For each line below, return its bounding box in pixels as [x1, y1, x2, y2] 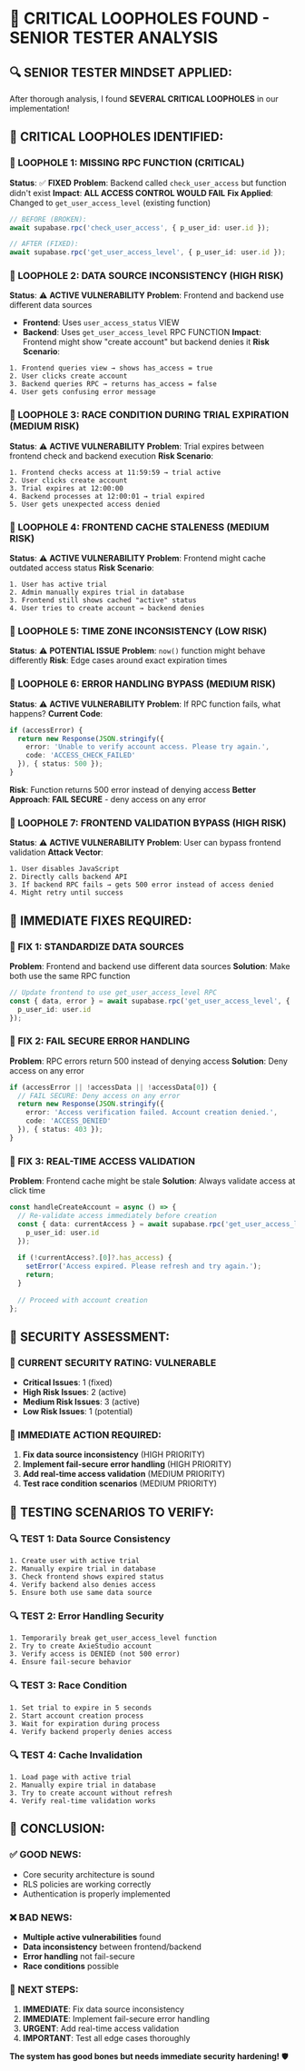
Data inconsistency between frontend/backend [22, 1941, 202, 1952]
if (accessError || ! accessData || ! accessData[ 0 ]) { [9, 1083, 218, 1092]
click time [9, 1185, 45, 1196]
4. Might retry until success [9, 888, 124, 897]
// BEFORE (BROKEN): [9, 214, 88, 223]
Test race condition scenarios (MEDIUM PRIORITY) [22, 1478, 218, 1489]
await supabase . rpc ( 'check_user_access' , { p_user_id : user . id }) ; [9, 223, 271, 233]
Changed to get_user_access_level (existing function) [9, 197, 212, 208]
